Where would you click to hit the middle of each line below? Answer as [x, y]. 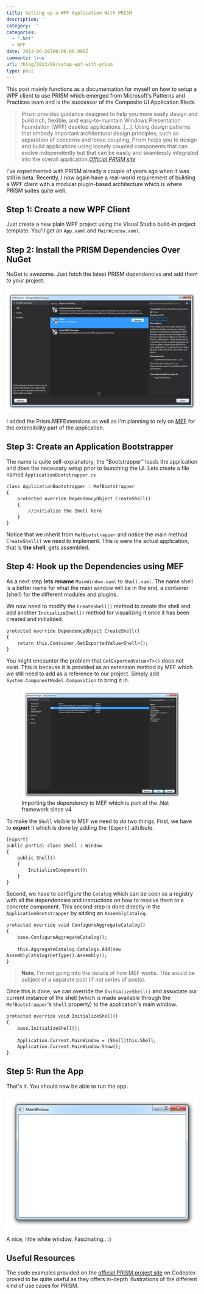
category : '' [23, 26]
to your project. [26, 281]
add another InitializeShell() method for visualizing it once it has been [98, 613]
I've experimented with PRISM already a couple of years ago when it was [98, 171]
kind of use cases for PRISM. [43, 1286]
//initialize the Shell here [65, 511]
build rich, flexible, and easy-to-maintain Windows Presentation [101, 120]
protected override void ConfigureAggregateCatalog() [76, 925]
